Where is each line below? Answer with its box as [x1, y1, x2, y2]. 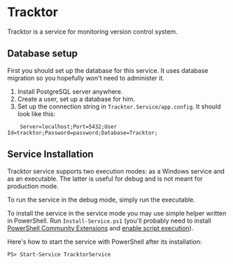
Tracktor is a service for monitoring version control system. [7, 27, 178, 36]
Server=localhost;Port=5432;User [20, 123, 118, 130]
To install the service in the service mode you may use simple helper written [7, 209, 227, 217]
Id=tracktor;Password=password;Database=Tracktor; [7, 129, 158, 137]
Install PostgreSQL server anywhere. [17, 87, 123, 95]
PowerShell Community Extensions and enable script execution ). [7, 223, 194, 232]
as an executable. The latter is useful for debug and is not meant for [7, 174, 203, 183]
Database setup [7, 48, 78, 60]
